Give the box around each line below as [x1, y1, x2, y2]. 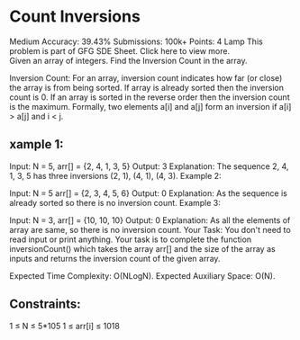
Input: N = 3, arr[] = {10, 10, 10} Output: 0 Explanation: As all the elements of [9, 214, 291, 226]
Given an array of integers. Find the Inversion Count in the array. [9, 55, 248, 66]
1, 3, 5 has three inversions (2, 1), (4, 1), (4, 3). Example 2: [9, 170, 223, 181]
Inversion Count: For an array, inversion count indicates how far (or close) [9, 72, 283, 83]
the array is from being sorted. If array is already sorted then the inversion [9, 82, 284, 93]
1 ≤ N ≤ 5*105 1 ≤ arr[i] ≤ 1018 [9, 320, 120, 331]
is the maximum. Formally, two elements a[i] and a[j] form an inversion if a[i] [9, 101, 292, 112]
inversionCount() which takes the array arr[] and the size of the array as [9, 243, 277, 254]
